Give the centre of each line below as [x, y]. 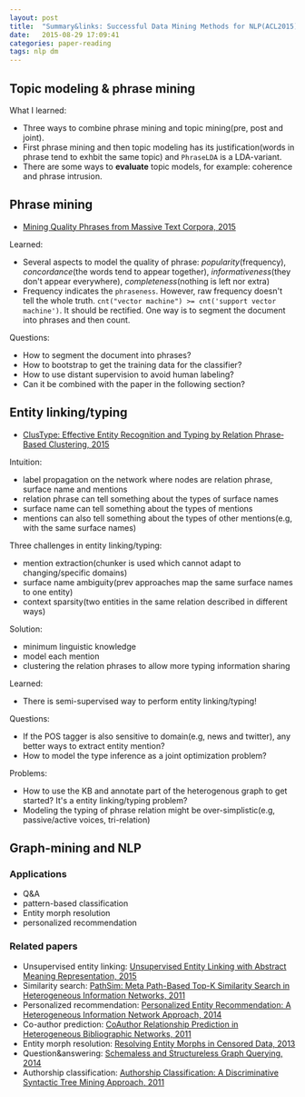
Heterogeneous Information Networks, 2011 [104, 995]
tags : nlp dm [34, 52]
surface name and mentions [75, 489]
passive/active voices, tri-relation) [86, 820]
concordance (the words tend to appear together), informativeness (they [157, 271]
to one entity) [48, 592]
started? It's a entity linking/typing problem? [105, 800]
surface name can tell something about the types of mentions [138, 508]
